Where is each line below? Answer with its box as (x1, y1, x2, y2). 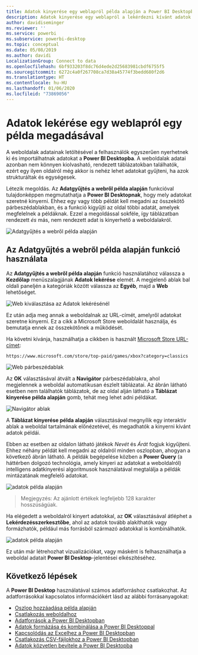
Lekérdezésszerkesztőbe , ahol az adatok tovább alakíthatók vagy (6, 519, 167, 526)
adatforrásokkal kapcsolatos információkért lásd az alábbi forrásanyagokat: (6, 593, 189, 600)
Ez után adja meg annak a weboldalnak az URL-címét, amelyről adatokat (6, 311, 181, 319)
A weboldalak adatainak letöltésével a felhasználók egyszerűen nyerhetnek (6, 148, 189, 155)
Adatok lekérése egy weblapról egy (6, 116, 183, 130)
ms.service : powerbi (6, 31, 57, 37)
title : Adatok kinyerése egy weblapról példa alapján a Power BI (6, 8, 170, 15)
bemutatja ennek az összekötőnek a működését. (6, 324, 124, 331)
